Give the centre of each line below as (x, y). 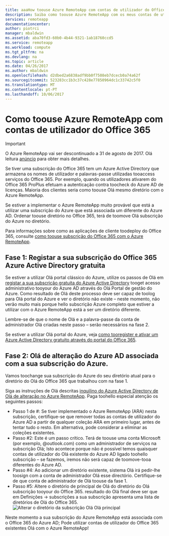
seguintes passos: (24, 401)
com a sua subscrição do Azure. (57, 363)
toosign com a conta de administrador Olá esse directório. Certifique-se (87, 475)
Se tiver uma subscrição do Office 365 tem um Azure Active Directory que (82, 169)
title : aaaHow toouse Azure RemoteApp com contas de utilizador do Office (85, 10)
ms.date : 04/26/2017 (27, 66)
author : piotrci (22, 29)
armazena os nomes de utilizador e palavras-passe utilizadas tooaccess (80, 174)
